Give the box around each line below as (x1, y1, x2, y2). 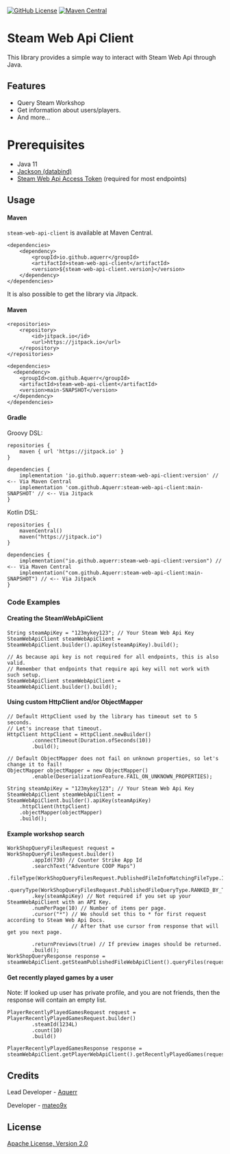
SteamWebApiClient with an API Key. (7, 899, 112, 906)
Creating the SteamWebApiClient (7, 614, 104, 622)
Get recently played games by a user (7, 973, 114, 981)
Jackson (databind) (16, 167, 73, 175)
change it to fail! (7, 762, 63, 768)
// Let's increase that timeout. (7, 725, 103, 732)
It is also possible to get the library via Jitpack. (7, 290, 138, 298)
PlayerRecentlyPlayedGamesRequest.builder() (7, 1015, 136, 1022)
